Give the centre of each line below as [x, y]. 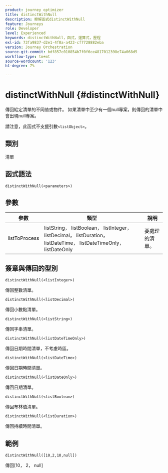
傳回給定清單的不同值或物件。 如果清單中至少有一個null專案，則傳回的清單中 [84, 110]
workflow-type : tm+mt [28, 56]
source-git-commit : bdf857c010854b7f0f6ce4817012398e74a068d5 [71, 52]
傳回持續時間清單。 [25, 426]
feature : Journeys [24, 24]
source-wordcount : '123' [31, 61]
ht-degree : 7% [20, 66]
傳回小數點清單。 [23, 309]
